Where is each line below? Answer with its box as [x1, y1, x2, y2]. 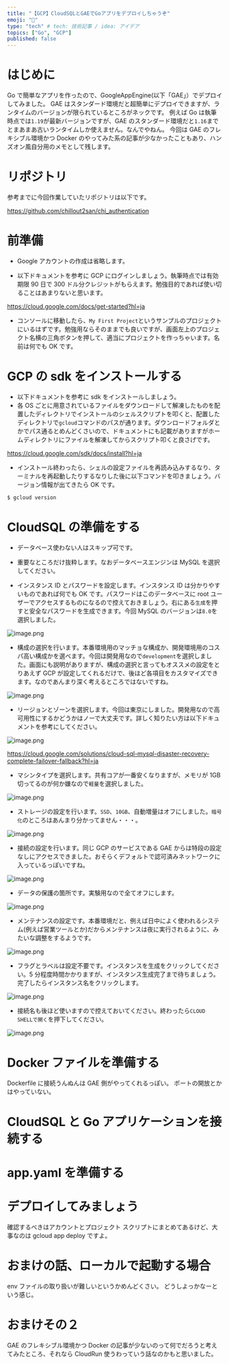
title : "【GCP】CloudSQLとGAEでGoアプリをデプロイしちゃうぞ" [7, 10, 171, 17]
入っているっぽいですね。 [16, 861, 89, 869]
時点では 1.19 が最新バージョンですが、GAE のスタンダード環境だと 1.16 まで [7, 117, 219, 125]
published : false [7, 36, 57, 42]
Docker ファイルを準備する [7, 1055, 160, 1070]
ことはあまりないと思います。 [23, 289, 107, 297]
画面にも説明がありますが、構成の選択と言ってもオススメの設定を [29, 660, 215, 668]
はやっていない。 [7, 1087, 55, 1095]
